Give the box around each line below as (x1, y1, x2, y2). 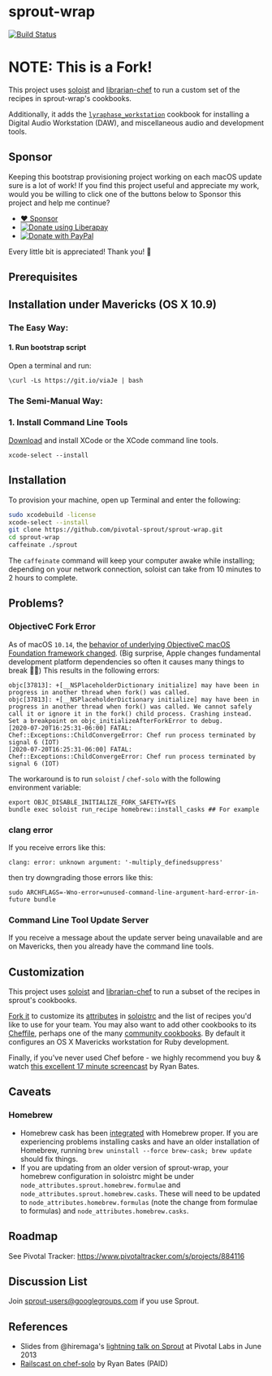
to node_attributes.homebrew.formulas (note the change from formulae (19, 1197, 258, 1207)
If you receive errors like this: (8, 842, 106, 852)
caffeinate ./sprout (8, 541, 79, 550)
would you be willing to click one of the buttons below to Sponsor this (8, 189, 242, 199)
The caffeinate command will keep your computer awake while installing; (8, 556, 256, 565)
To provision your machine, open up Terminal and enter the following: (8, 495, 241, 505)
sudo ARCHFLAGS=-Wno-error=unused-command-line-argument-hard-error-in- (8, 888, 260, 896)
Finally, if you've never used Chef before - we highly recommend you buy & (8, 1053, 261, 1063)
